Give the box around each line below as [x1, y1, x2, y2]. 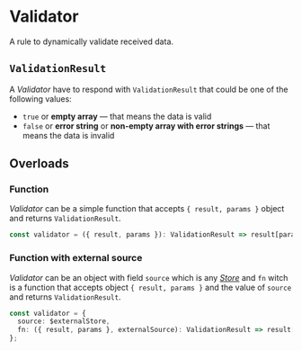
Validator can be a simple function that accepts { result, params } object [9, 203, 285, 214]
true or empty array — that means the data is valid [22, 111, 212, 121]
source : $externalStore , [17, 317, 111, 326]
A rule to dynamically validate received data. [9, 36, 173, 47]
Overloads [9, 156, 69, 172]
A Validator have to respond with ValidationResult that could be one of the [9, 84, 289, 94]
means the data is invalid [22, 130, 115, 140]
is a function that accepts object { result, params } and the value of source [9, 282, 292, 292]
